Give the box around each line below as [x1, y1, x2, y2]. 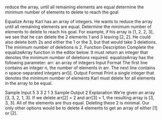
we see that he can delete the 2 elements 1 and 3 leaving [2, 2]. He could [5, 34, 151, 40]
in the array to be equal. [5, 80, 53, 86]
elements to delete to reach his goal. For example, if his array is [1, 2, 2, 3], [5, 29, 154, 34]
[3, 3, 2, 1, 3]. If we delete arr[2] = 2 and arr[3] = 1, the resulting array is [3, [5, 95, 154, 101]
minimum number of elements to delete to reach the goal [5, 9, 119, 15]
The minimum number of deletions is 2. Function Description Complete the [5, 45, 154, 50]
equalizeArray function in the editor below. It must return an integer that [5, 49, 148, 55]
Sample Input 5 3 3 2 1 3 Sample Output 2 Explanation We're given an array [5, 90, 155, 95]
